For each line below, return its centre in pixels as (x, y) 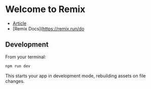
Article (20, 23)
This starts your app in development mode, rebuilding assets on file (75, 76)
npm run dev (18, 66)
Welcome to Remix (45, 9)
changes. (15, 81)
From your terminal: (26, 57)
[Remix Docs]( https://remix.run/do (48, 28)
